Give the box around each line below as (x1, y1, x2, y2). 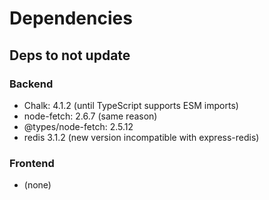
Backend (9, 77, 54, 91)
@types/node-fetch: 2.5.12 (23, 120, 134, 132)
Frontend (9, 156, 55, 170)
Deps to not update (9, 47, 131, 64)
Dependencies (9, 7, 133, 30)
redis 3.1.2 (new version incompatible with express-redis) (23, 131, 260, 143)
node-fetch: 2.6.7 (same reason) (23, 110, 158, 122)
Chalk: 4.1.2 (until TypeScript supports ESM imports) (23, 99, 239, 111)
